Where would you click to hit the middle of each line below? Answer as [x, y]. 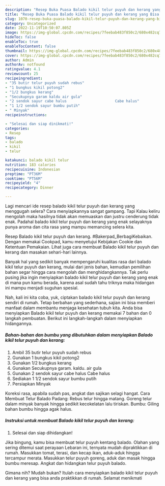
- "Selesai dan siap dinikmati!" [39, 124]
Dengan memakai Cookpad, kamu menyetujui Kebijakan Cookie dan [74, 242]
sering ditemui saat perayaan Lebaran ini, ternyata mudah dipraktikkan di [79, 447]
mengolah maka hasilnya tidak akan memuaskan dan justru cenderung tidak [82, 216]
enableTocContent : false [30, 46]
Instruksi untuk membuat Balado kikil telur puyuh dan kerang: [70, 420]
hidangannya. [19, 324]
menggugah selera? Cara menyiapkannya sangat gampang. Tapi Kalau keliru [82, 211]
